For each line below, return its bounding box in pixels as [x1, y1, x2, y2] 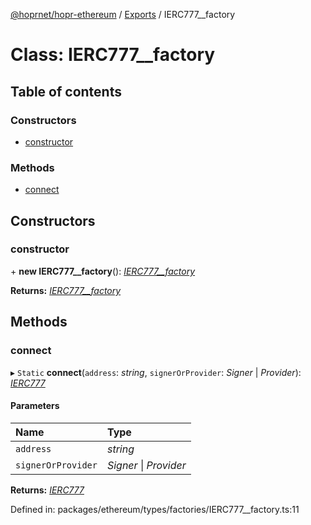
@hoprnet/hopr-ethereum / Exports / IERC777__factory [10, 9, 236, 20]
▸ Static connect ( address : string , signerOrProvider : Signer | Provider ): [10, 366, 302, 378]
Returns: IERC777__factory [10, 284, 122, 296]
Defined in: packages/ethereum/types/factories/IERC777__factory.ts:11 [10, 503, 300, 515]
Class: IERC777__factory [10, 44, 216, 66]
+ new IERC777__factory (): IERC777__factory [10, 265, 196, 277]
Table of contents [10, 83, 122, 100]
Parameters [10, 400, 60, 412]
